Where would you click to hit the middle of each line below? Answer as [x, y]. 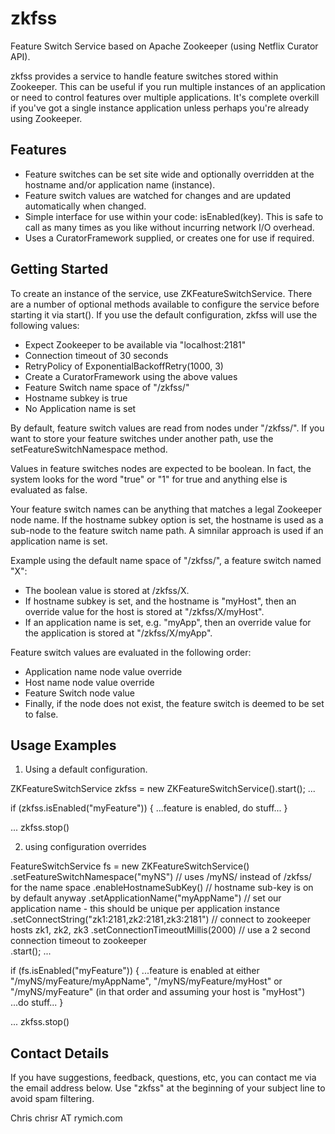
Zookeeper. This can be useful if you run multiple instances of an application [168, 86]
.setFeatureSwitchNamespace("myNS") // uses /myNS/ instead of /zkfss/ [161, 877]
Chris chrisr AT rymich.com [66, 1118]
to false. [41, 714]
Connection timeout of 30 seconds [96, 355]
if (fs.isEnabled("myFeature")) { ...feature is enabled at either [135, 971]
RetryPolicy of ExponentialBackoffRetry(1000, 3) [124, 366]
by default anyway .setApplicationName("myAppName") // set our [146, 898]
